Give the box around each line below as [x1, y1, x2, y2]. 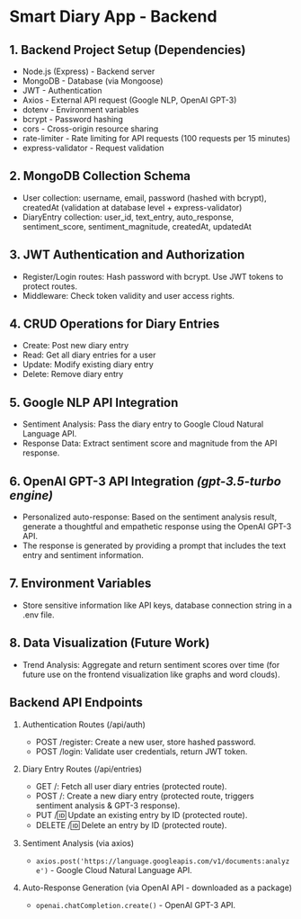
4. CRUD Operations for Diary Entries [9, 317, 220, 332]
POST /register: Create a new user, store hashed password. [35, 736, 256, 747]
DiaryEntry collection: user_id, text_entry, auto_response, [22, 212, 235, 222]
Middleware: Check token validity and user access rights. [22, 290, 235, 301]
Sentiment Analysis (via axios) [22, 837, 135, 848]
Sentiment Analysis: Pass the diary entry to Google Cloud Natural [22, 419, 264, 429]
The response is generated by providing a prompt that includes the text [22, 540, 287, 551]
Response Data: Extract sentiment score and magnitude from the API [22, 438, 278, 449]
